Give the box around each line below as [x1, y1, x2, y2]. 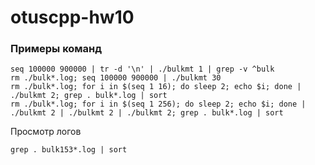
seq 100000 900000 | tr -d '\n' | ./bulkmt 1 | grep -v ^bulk [10, 64, 275, 75]
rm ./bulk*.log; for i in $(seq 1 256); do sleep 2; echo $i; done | [10, 99, 307, 110]
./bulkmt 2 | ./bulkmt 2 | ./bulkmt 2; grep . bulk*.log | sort [10, 108, 284, 118]
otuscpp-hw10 [10, 6, 135, 29]
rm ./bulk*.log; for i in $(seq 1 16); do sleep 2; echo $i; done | [10, 82, 302, 92]
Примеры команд [10, 42, 103, 56]
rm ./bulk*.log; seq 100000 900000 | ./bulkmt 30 [10, 73, 222, 83]
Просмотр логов [10, 126, 82, 138]
